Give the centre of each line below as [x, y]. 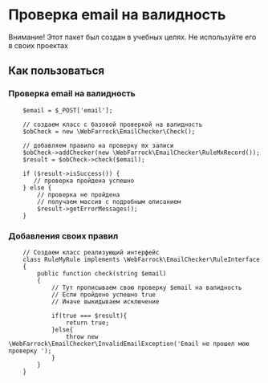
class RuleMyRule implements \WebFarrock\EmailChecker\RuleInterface [142, 259]
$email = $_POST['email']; [68, 110]
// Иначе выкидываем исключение [105, 302]
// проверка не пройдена [79, 194]
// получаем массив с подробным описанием [109, 202]
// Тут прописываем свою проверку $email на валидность [146, 287]
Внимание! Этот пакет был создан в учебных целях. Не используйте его [132, 37]
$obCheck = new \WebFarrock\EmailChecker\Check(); [109, 131]
